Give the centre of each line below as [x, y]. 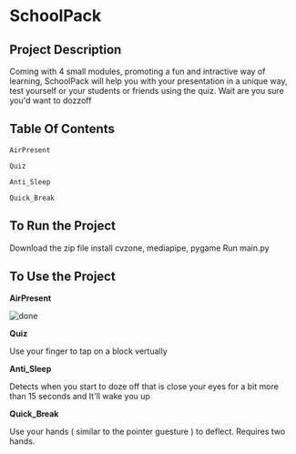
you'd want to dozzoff [51, 100]
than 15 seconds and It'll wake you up [80, 397]
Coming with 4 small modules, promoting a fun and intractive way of [138, 71]
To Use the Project [62, 277]
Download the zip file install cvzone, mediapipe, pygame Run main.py [140, 248]
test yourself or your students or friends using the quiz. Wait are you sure [147, 91]
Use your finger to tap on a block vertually [89, 351]
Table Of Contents [62, 129]
